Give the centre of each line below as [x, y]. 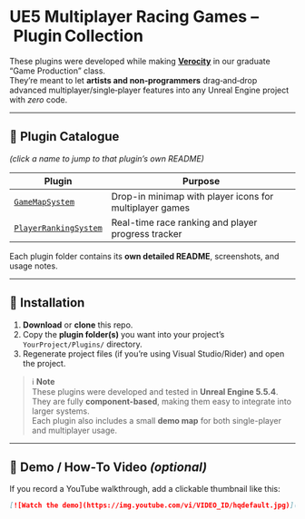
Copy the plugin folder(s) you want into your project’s [123, 334]
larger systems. [60, 411]
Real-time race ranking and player [184, 222]
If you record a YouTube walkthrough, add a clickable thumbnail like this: [145, 489]
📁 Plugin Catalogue [64, 137]
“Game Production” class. [58, 71]
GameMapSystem [44, 202]
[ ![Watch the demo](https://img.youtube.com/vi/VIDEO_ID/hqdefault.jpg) [150, 505]
